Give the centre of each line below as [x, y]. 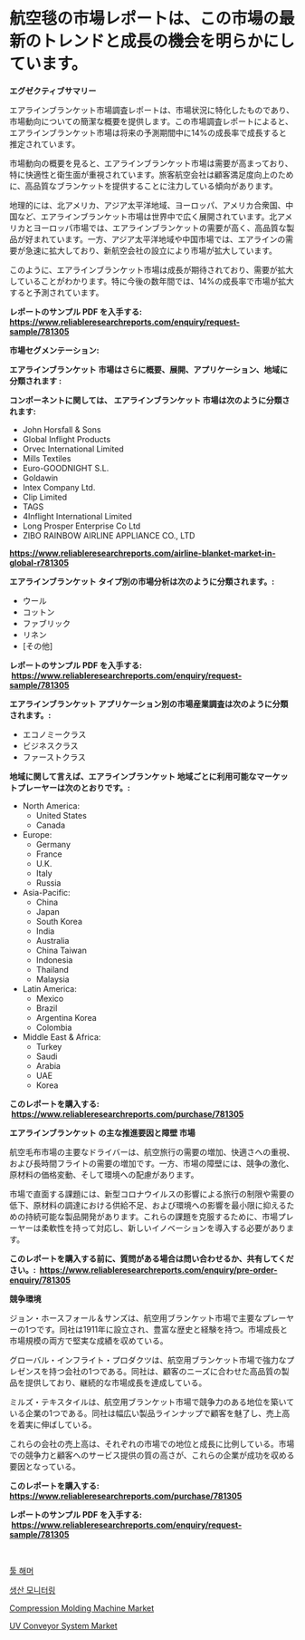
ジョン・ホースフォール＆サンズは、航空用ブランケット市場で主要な [136, 1318]
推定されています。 [45, 144]
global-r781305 [39, 562]
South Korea [59, 921]
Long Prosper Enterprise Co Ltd [81, 526]
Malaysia [52, 979]
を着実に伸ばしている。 [53, 1424]
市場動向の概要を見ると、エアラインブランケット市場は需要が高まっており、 [151, 163]
